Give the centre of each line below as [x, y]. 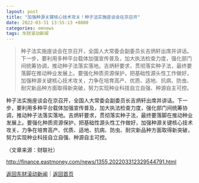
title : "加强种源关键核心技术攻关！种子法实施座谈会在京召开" [73, 17]
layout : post [22, 12]
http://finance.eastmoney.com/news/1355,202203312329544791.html [91, 162]
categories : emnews [30, 28]
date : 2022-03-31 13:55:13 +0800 [47, 22]
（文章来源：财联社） [32, 150]
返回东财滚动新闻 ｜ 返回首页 [40, 174]
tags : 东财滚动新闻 [28, 34]
